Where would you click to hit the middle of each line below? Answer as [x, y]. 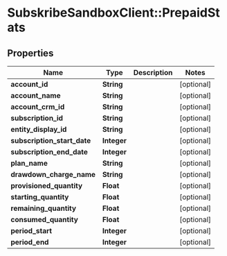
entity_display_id [39, 129]
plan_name [29, 163]
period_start [31, 231]
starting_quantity [40, 197]
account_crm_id [38, 107]
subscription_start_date [51, 140]
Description [153, 72]
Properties [30, 53]
